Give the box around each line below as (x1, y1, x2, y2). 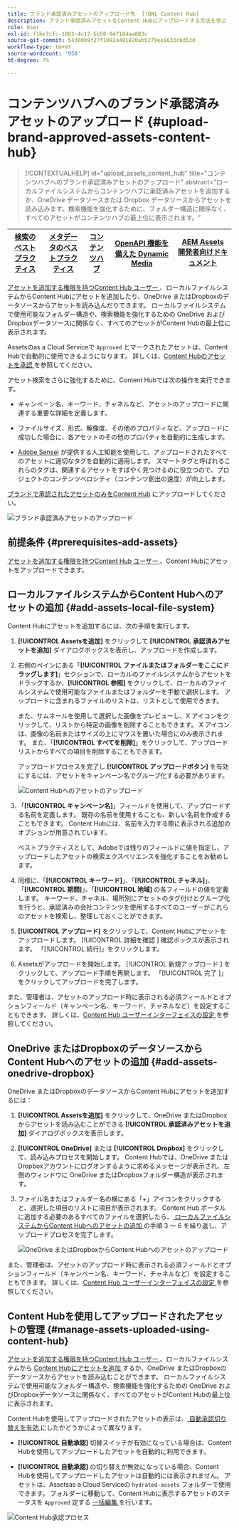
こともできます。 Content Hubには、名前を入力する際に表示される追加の (17, 819, 231, 828)
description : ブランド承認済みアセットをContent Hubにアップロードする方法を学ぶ (7, 17, 227, 24)
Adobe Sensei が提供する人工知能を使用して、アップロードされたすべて (17, 448, 228, 456)
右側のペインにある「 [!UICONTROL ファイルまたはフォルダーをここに (17, 661, 223, 670)
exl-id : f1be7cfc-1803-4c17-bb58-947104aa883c (7, 30, 148, 38)
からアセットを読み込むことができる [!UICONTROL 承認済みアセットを (17, 1120, 225, 1129)
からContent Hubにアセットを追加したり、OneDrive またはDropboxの (19, 292, 223, 300)
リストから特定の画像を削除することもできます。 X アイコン (54, 720, 230, 729)
